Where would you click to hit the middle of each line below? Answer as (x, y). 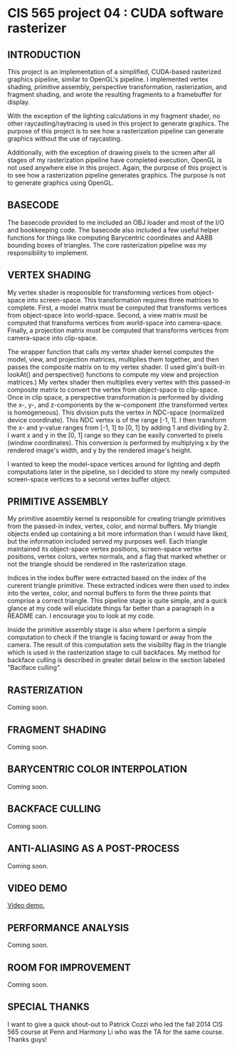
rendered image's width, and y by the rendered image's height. (100, 450)
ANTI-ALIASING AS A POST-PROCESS (94, 849)
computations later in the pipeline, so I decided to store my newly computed (118, 472)
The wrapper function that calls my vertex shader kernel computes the (111, 352)
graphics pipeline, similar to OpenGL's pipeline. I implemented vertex (108, 79)
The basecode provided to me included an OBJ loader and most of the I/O (116, 222)
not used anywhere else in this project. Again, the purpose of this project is (117, 168)
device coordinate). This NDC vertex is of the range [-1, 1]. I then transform (117, 420)
